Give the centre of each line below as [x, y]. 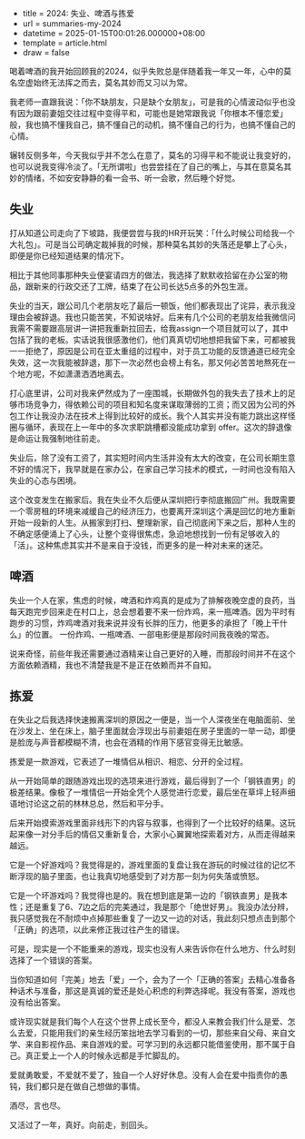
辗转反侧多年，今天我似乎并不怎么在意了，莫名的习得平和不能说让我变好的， [152, 155]
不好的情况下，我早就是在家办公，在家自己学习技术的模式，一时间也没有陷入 [152, 469]
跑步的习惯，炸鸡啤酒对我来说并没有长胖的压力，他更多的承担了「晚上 [141, 623]
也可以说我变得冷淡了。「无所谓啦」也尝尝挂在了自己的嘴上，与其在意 [138, 167]
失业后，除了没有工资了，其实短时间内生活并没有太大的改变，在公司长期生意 [152, 458]
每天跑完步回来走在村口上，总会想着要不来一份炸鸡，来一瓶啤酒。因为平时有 [152, 611]
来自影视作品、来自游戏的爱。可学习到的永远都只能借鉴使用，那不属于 [156, 1045]
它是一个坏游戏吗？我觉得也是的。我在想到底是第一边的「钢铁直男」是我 [144, 896]
